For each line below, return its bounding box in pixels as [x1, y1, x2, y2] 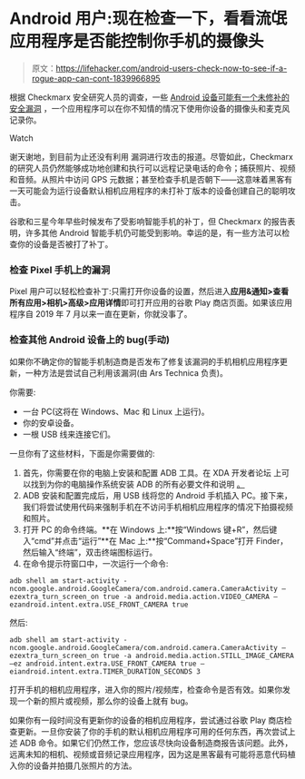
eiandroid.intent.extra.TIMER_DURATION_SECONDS [9, 666, 193, 676]
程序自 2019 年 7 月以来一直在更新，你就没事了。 [9, 309, 192, 320]
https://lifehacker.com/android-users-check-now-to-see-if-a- [55, 63, 288, 74]
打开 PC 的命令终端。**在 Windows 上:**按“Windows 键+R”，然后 [22, 524, 270, 535]
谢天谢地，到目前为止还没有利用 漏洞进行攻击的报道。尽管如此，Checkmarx [9, 151, 293, 162]
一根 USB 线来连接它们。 [22, 429, 116, 439]
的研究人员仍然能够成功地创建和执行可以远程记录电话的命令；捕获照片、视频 [9, 163, 296, 173]
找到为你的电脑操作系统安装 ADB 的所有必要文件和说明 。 [30, 478, 245, 489]
